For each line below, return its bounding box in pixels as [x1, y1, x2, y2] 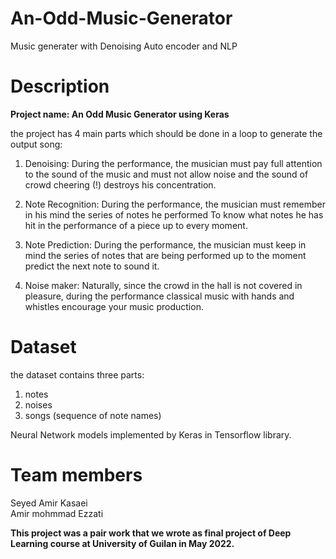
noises [24, 398, 53, 411]
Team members [10, 464, 143, 486]
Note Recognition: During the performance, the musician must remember [24, 198, 326, 210]
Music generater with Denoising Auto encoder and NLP [10, 40, 238, 52]
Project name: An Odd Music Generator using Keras [10, 108, 230, 120]
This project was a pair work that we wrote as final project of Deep [10, 527, 292, 539]
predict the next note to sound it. [24, 260, 160, 272]
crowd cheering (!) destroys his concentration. [24, 178, 217, 191]
